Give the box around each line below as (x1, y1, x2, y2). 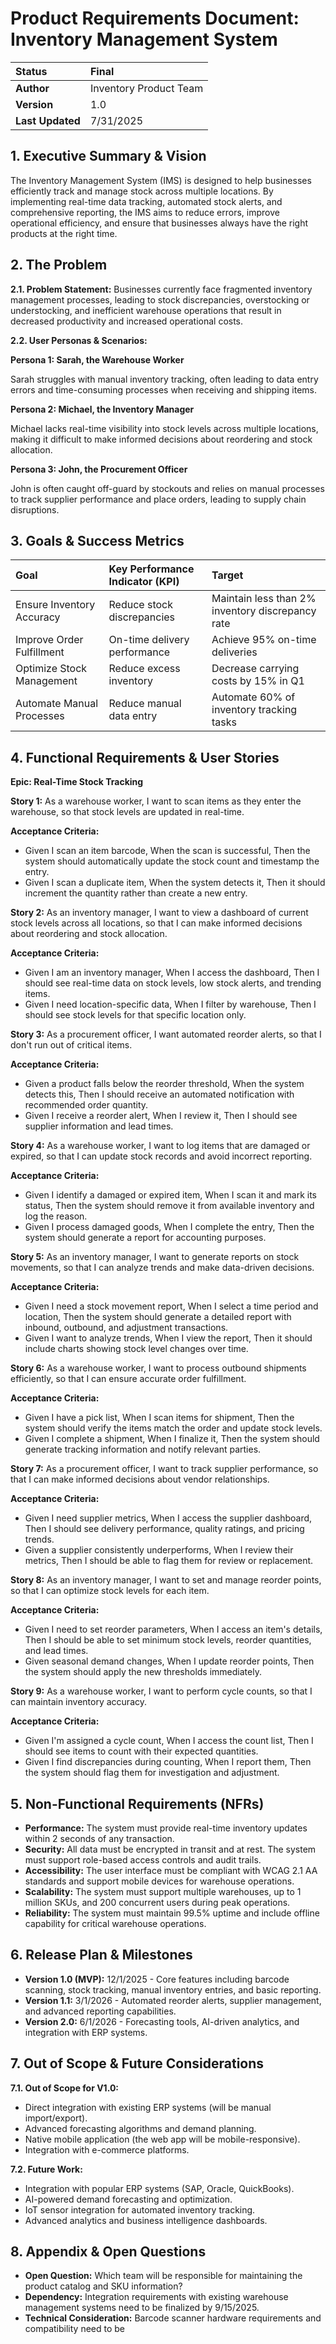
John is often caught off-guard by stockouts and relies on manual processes (10, 482, 325, 494)
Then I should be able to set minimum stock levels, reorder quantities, (24, 1634, 312, 1646)
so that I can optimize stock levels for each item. (10, 1585, 210, 1597)
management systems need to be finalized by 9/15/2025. (24, 2302, 260, 2314)
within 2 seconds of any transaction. (24, 1833, 175, 1844)
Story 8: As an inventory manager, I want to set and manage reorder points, (10, 1574, 322, 1586)
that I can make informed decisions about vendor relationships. (10, 1473, 270, 1486)
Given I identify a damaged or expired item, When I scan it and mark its (24, 1189, 318, 1201)
